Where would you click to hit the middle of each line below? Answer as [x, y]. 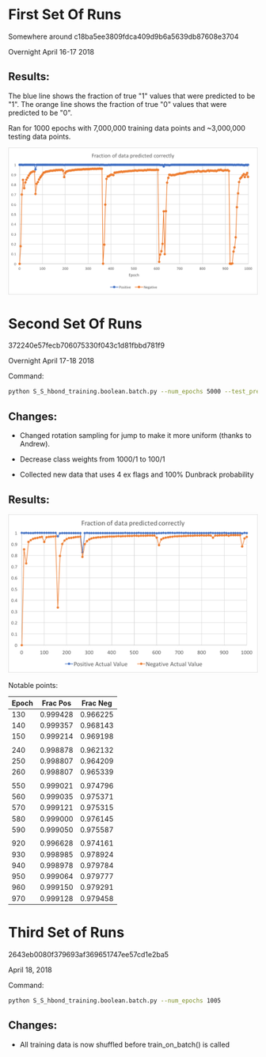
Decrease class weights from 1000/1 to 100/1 [92, 459]
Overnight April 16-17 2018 [51, 51]
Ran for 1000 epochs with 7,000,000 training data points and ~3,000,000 [127, 127]
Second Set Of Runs [75, 323]
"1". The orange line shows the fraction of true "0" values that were [118, 104]
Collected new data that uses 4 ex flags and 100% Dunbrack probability [137, 475]
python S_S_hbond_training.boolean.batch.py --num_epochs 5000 [115, 392]
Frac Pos [57, 703]
